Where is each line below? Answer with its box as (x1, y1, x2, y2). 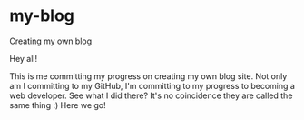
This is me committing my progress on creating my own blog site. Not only (9, 70, 288, 82)
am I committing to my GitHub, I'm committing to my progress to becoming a (9, 80, 295, 91)
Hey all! (9, 53, 38, 64)
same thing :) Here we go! (9, 99, 106, 110)
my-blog (9, 5, 75, 26)
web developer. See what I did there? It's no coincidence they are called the (9, 90, 293, 101)
